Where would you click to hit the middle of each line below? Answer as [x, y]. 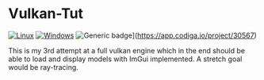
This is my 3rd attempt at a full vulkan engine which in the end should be [127, 50]
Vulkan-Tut [46, 14]
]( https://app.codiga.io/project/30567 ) [195, 35]
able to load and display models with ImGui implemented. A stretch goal [125, 59]
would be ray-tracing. [44, 67]
